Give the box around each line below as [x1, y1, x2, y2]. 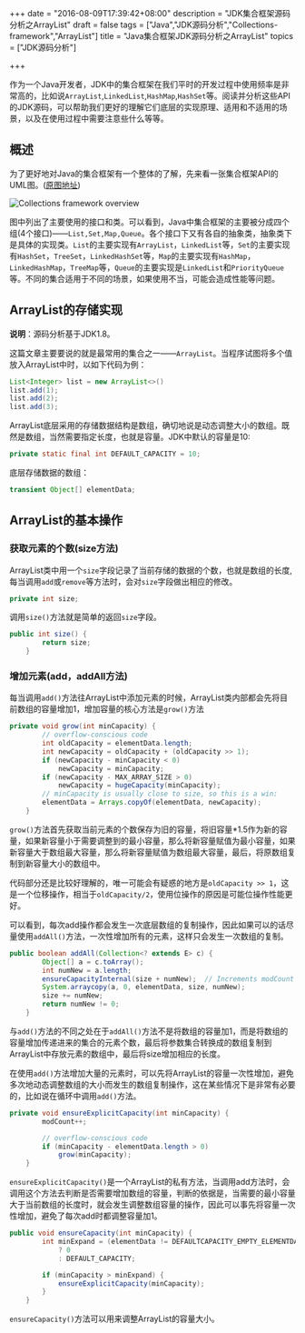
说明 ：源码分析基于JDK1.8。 [9, 328, 115, 339]
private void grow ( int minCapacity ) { [9, 722, 156, 731]
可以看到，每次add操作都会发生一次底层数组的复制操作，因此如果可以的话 [9, 919, 287, 930]
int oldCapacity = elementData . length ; [42, 739, 193, 748]
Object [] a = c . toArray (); [42, 957, 144, 967]
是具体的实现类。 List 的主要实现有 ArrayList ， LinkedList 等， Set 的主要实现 [9, 239, 290, 250]
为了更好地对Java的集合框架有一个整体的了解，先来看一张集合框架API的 [9, 167, 279, 179]
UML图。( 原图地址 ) [9, 179, 82, 190]
